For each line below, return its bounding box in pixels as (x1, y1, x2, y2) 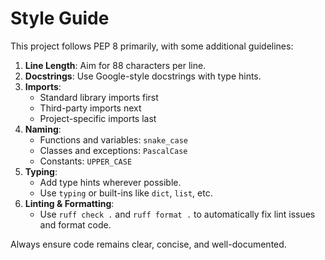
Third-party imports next (39, 102, 142, 114)
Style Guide (10, 7, 110, 30)
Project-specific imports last (39, 112, 157, 124)
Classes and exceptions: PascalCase (39, 144, 188, 156)
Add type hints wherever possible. (39, 176, 182, 188)
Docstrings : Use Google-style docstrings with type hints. (24, 70, 262, 82)
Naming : (24, 123, 62, 135)
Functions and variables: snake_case (39, 133, 188, 146)
